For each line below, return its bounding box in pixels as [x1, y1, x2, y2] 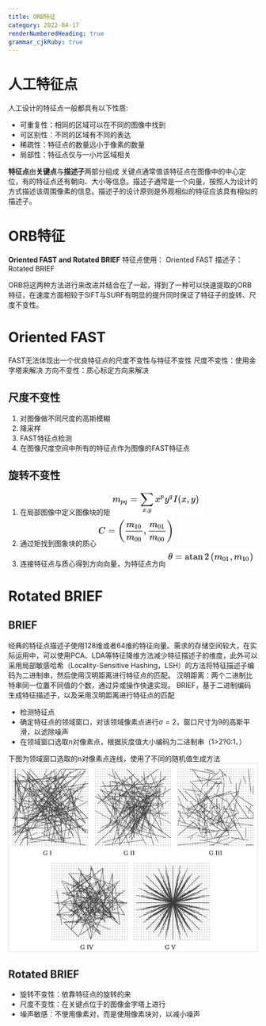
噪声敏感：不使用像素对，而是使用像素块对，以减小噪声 [19, 1009, 200, 1019]
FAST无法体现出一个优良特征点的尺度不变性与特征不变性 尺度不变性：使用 [8, 355, 249, 365]
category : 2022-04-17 [8, 21, 80, 29]
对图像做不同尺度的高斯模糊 [19, 413, 111, 423]
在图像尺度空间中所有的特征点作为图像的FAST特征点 [19, 443, 190, 452]
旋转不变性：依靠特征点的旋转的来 [19, 989, 131, 999]
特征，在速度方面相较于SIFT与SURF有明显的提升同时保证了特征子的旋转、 [8, 290, 249, 300]
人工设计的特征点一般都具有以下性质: [8, 103, 129, 113]
